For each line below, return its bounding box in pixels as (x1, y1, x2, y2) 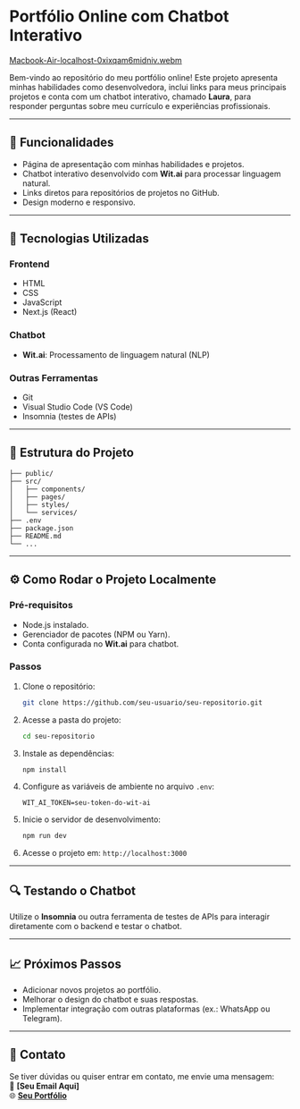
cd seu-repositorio (21, 732, 96, 741)
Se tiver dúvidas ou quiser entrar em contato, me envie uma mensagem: (9, 1071, 275, 1081)
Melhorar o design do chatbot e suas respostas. (21, 994, 199, 1004)
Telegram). (21, 1012, 62, 1023)
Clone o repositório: (21, 681, 96, 691)
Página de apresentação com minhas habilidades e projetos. (21, 158, 245, 169)
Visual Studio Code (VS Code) (21, 402, 134, 412)
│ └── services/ (9, 508, 78, 517)
